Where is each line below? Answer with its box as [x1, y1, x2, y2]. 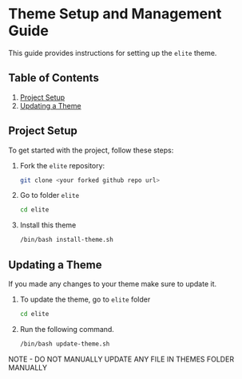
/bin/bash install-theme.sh [19, 236, 113, 244]
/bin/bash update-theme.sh [19, 340, 110, 348]
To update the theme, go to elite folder [19, 294, 151, 304]
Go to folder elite [19, 191, 80, 200]
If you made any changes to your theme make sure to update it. [8, 279, 217, 288]
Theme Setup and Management [8, 5, 222, 23]
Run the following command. [19, 324, 114, 334]
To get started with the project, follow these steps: [8, 145, 174, 155]
